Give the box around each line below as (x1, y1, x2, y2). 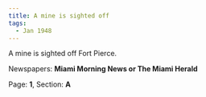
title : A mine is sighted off (8, 11, 110, 20)
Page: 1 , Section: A (8, 79, 71, 89)
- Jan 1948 (15, 26, 52, 34)
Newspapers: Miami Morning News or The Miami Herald (8, 64, 199, 74)
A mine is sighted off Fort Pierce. (8, 49, 117, 59)
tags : (8, 19, 27, 27)
